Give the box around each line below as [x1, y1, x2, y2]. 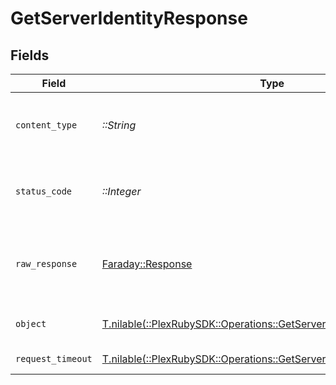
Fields [10, 47, 50, 64]
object [15, 318, 47, 329]
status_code [15, 186, 73, 197]
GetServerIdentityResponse [10, 7, 248, 30]
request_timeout [15, 353, 93, 364]
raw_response [15, 258, 78, 269]
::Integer [101, 185, 142, 198]
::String [101, 118, 137, 132]
